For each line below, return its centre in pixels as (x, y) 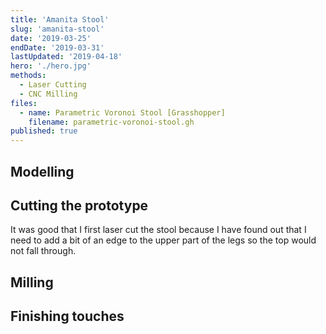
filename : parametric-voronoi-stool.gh (111, 122)
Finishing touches (67, 316)
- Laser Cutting (53, 85)
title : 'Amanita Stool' (60, 19)
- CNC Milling (48, 94)
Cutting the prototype (79, 205)
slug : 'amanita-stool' (57, 29)
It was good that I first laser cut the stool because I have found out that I (158, 230)
